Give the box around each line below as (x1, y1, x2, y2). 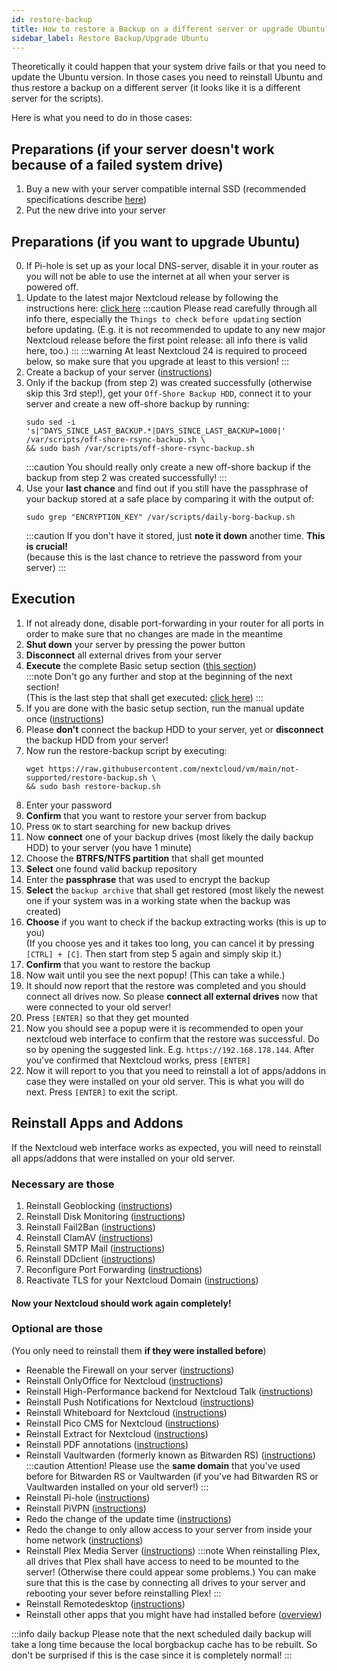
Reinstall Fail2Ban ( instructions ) (25, 1221, 156, 1233)
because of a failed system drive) (11, 156, 224, 173)
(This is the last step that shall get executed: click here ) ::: (25, 691, 264, 703)
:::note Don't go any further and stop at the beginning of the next (25, 670, 293, 682)
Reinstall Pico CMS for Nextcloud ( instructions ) (25, 1417, 220, 1429)
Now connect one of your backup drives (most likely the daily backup (25, 831, 314, 843)
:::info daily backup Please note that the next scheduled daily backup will (11, 1627, 312, 1640)
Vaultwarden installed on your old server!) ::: (25, 1481, 209, 1493)
